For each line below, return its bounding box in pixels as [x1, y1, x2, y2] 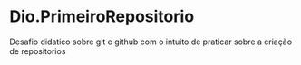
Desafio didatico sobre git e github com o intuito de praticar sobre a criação [9, 36, 293, 47]
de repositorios [9, 45, 66, 56]
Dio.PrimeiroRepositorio [9, 6, 195, 27]
